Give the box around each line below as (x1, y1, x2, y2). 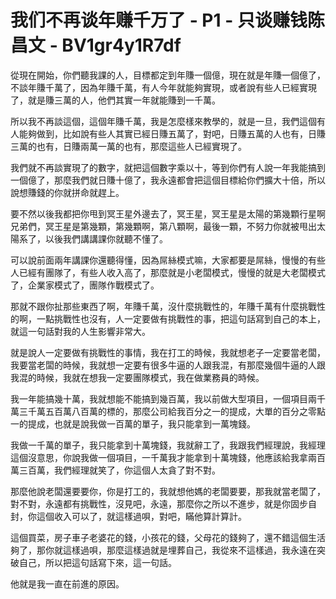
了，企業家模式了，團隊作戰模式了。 (10, 279, 160, 291)
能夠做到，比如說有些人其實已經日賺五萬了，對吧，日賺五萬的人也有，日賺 (18, 127, 326, 140)
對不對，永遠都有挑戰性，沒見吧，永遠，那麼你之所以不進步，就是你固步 (10, 497, 308, 510)
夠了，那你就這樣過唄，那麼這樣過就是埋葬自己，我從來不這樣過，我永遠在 (10, 544, 317, 556)
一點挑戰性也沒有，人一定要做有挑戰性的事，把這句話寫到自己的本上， (36, 312, 326, 325)
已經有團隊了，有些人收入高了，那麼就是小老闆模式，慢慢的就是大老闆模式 (18, 266, 326, 278)
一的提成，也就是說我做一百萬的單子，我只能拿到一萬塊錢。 (10, 417, 256, 430)
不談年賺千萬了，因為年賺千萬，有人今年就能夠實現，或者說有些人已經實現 (10, 81, 317, 93)
